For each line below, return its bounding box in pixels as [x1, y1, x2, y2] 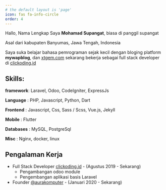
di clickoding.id [5, 60, 36, 66]
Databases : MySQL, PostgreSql [5, 126, 71, 132]
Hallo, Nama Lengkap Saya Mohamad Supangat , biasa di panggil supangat [5, 30, 159, 36]
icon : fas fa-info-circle [5, 12, 58, 17]
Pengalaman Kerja [5, 150, 63, 159]
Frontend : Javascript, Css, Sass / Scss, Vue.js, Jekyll [5, 107, 115, 113]
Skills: [5, 74, 25, 83]
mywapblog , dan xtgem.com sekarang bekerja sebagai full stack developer [5, 55, 160, 61]
